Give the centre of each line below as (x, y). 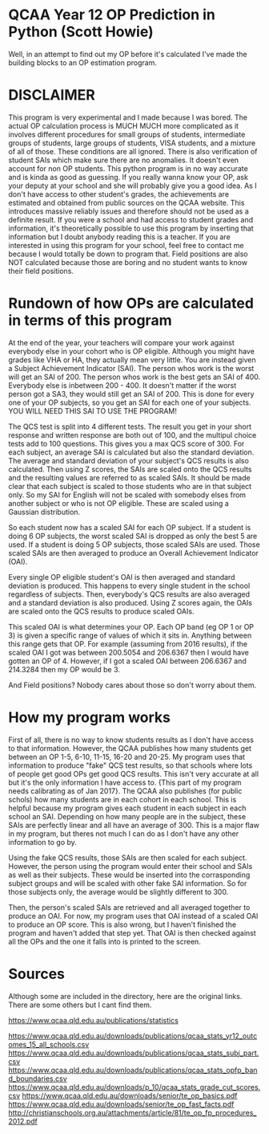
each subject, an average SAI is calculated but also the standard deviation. (131, 452)
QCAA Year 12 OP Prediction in (112, 15)
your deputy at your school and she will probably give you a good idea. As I (133, 186)
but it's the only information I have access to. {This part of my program (125, 782)
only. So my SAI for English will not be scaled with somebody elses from (127, 495)
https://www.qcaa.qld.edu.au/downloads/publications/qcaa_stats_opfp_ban (133, 1070)
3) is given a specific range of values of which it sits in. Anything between (130, 635)
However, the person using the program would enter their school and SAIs (130, 866)
